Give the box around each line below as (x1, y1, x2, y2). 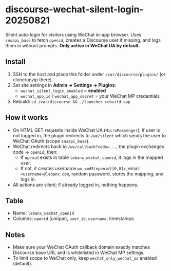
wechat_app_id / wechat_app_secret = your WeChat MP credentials (20, 93, 160, 99)
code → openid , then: (12, 149, 58, 155)
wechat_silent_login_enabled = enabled (20, 87, 106, 94)
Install (5, 58, 26, 66)
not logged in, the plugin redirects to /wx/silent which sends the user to (12, 132, 166, 138)
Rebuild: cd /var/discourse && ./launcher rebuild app (12, 98, 130, 104)
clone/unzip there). (12, 76, 53, 83)
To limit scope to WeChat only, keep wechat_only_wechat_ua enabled (12, 255, 157, 261)
